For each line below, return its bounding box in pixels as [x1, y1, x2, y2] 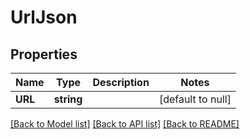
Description [92, 76, 150, 89]
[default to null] [158, 92, 232, 106]
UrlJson [10, 6, 78, 29]
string [53, 92, 83, 106]
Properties [10, 46, 78, 63]
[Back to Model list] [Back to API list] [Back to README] [10, 118, 240, 130]
